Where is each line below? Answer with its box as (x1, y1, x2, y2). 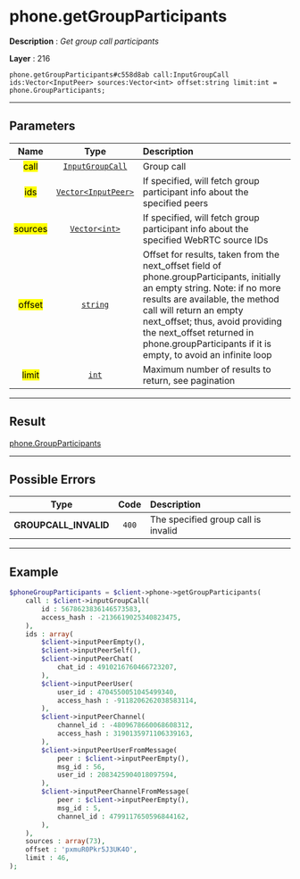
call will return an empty (142, 303, 244, 316)
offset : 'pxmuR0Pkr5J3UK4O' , (25, 845, 138, 854)
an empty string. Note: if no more (142, 281, 281, 294)
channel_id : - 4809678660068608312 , (56, 721, 194, 730)
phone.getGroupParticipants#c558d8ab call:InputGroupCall (9, 70, 229, 79)
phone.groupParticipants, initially (142, 270, 281, 283)
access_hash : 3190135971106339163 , (56, 729, 194, 738)
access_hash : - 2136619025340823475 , (41, 613, 181, 622)
